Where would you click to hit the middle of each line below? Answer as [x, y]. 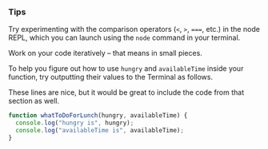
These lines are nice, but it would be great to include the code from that [126, 92]
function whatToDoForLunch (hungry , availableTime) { [98, 116]
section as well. [34, 101]
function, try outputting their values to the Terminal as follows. [111, 77]
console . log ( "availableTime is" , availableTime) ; [100, 131]
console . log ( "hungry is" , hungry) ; [75, 123]
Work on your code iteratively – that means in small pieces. [105, 53]
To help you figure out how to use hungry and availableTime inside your [126, 69]
